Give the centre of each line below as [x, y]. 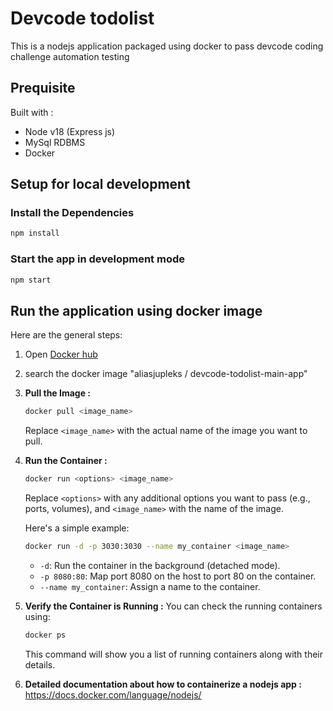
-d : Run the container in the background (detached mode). [160, 565]
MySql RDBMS [55, 142]
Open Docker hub [61, 354]
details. [40, 664]
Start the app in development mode [97, 259]
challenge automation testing [70, 56]
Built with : [32, 112]
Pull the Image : [58, 393]
